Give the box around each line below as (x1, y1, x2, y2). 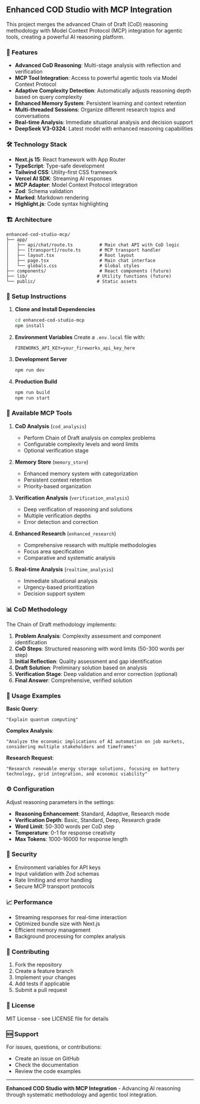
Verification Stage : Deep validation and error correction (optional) (14, 670, 178, 677)
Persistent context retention (23, 476, 92, 483)
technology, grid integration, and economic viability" (6, 771, 148, 777)
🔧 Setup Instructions (6, 292, 67, 300)
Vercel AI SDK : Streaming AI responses (14, 175, 112, 182)
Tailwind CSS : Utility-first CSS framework (14, 169, 117, 176)
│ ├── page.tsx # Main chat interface (6, 258, 156, 263)
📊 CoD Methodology (6, 605, 68, 613)
